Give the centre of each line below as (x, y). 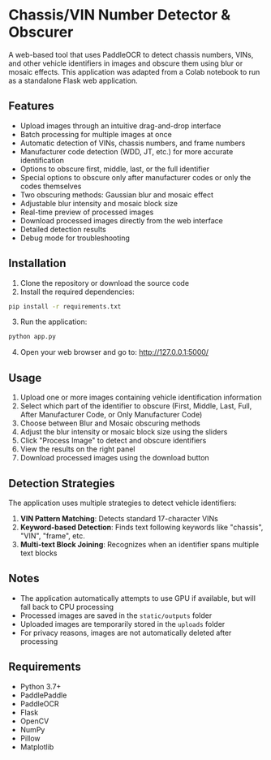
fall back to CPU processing (67, 607)
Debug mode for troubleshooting (75, 238)
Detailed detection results (63, 229)
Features (31, 106)
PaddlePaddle (43, 695)
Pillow (30, 738)
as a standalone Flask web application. (73, 80)
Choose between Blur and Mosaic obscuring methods (110, 423)
